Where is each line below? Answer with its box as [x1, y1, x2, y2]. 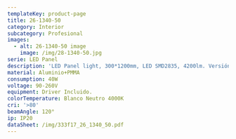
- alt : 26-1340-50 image [13, 43, 86, 50]
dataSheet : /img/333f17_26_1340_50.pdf [7, 121, 124, 128]
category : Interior [7, 23, 65, 30]
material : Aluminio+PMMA [7, 69, 80, 76]
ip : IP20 [7, 114, 33, 121]
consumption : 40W [7, 75, 58, 83]
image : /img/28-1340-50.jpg [20, 50, 102, 57]
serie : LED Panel [7, 56, 58, 63]
